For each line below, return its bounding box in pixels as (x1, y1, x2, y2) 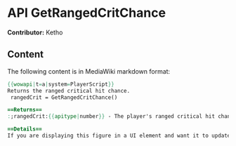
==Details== (7, 126, 42, 133)
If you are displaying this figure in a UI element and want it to (7, 132, 209, 139)
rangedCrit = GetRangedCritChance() (10, 93, 118, 101)
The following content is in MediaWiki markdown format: (7, 67, 171, 75)
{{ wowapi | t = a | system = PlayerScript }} (7, 81, 114, 88)
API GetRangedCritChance (7, 5, 166, 21)
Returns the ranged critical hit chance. (7, 87, 131, 94)
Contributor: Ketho (7, 28, 63, 36)
